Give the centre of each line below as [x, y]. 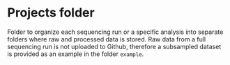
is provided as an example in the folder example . [76, 54]
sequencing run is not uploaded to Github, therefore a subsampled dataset [114, 46]
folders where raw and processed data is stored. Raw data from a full [107, 39]
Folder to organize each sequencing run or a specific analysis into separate [115, 32]
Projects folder [51, 13]
